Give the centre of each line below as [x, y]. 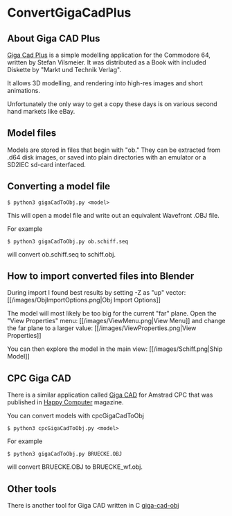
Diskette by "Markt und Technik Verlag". [64, 70]
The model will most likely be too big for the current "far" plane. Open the [112, 313]
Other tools [32, 489]
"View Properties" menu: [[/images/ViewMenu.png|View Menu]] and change [116, 321]
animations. [24, 91]
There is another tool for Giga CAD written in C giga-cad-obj [93, 506]
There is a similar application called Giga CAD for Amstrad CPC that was [110, 395]
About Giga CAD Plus [54, 38]
